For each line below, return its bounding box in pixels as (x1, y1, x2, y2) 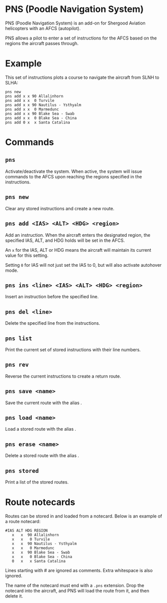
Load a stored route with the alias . (5, 426, 76, 432)
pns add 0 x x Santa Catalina (5, 120, 70, 125)
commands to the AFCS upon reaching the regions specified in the (5, 173, 142, 179)
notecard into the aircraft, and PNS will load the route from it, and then (5, 588, 150, 594)
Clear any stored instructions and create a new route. (5, 205, 115, 211)
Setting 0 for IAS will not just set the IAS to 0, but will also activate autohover (5, 262, 162, 268)
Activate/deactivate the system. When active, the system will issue (5, 168, 142, 174)
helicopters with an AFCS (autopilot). (5, 25, 81, 31)
